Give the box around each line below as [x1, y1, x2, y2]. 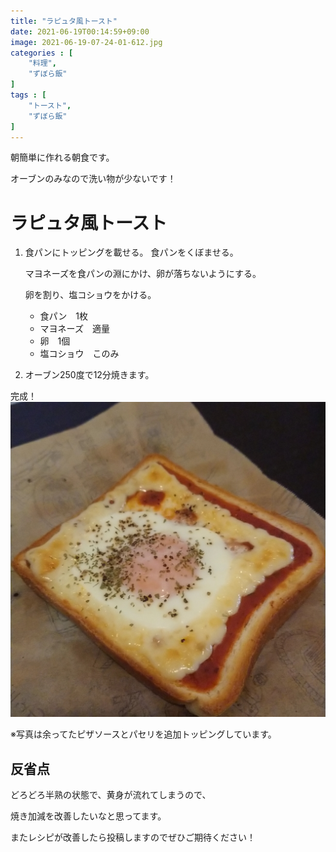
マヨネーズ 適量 [39, 323, 110, 335]
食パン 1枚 [39, 310, 88, 322]
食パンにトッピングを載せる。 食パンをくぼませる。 [24, 246, 239, 259]
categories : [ [10, 48, 74, 58]
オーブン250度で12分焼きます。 [24, 369, 155, 381]
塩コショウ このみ [39, 348, 120, 360]
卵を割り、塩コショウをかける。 [24, 289, 157, 301]
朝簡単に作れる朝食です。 [10, 151, 115, 164]
